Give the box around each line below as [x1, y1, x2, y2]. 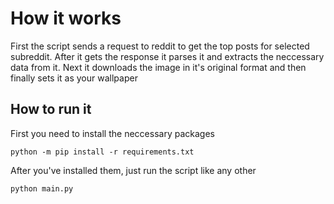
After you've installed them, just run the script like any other [10, 164, 257, 176]
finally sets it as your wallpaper [10, 72, 138, 84]
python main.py [10, 183, 74, 194]
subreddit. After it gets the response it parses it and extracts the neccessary [10, 50, 325, 62]
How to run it [10, 101, 92, 118]
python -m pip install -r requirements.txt [10, 147, 195, 157]
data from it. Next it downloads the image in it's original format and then [10, 61, 307, 73]
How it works [10, 7, 122, 30]
